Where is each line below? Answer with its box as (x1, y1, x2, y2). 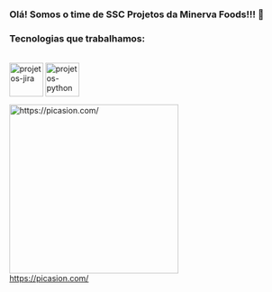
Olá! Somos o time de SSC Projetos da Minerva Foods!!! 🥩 (9, 8, 264, 21)
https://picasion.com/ (9, 273, 89, 284)
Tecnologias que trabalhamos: (9, 32, 146, 44)
